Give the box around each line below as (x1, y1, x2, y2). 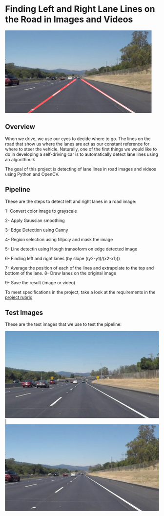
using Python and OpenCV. (5, 171, 60, 177)
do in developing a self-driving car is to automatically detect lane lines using (5, 151, 159, 157)
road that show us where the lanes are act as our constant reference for (5, 141, 150, 147)
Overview (5, 123, 36, 131)
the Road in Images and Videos (5, 14, 133, 25)
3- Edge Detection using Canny (5, 227, 68, 233)
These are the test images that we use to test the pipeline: (5, 321, 122, 327)
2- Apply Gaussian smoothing (5, 217, 65, 223)
